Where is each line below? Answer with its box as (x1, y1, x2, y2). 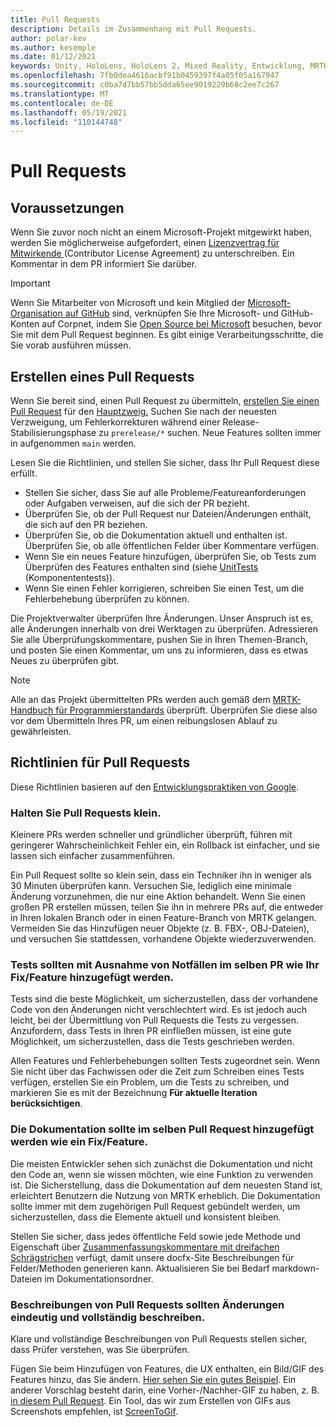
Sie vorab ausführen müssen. (10, 339, 132, 351)
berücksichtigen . (10, 1097, 83, 1110)
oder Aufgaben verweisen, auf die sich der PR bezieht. (24, 497, 250, 510)
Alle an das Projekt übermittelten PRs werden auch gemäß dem (10, 694, 271, 706)
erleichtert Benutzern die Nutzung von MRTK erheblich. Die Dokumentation (10, 1189, 321, 1201)
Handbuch (10, 704, 54, 716)
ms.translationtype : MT (10, 89, 110, 99)
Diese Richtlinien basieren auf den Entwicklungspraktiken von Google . (10, 781, 299, 793)
